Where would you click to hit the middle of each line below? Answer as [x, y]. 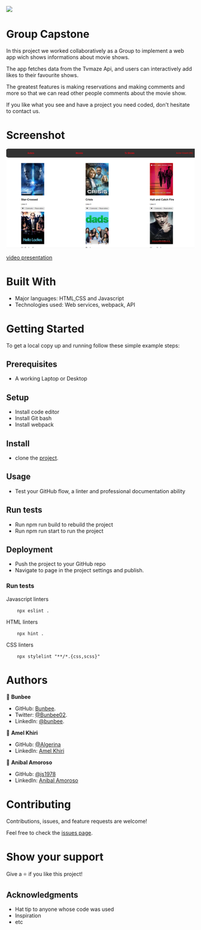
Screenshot [36, 135]
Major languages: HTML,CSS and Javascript [69, 298]
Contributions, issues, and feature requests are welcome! [77, 821]
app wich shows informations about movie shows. [68, 57]
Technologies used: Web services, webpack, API [75, 304]
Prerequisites [32, 364]
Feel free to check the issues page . [49, 832]
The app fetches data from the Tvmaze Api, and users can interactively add [99, 68]
